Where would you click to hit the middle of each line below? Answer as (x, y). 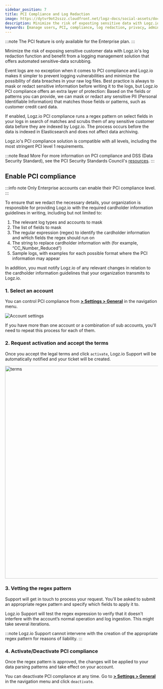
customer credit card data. (32, 107)
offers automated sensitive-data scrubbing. (48, 61)
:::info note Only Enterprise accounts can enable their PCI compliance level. (81, 188)
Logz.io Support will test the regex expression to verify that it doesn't (74, 614)
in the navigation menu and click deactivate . (49, 682)
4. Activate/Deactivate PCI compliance (52, 651)
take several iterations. (28, 624)
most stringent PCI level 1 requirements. (45, 146)
